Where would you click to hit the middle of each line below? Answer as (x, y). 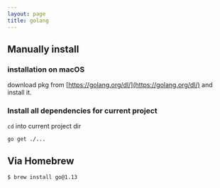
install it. (20, 92)
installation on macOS (46, 70)
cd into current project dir (44, 126)
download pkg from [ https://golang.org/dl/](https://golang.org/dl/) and (110, 85)
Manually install (43, 49)
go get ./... (27, 139)
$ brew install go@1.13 (43, 177)
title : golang (28, 21)
